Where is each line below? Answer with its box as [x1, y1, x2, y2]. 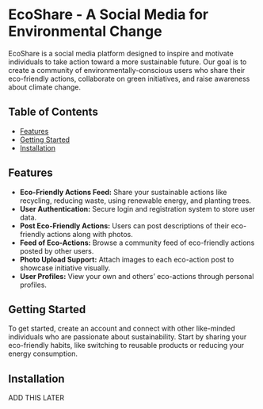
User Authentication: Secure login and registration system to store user [19, 204, 256, 213]
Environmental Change [8, 22, 162, 40]
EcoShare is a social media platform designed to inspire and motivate [8, 48, 234, 58]
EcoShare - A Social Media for [8, 6, 209, 24]
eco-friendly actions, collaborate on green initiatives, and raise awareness [8, 74, 250, 83]
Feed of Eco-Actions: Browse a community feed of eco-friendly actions [19, 238, 255, 247]
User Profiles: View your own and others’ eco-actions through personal [19, 271, 254, 281]
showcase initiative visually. [19, 263, 111, 273]
